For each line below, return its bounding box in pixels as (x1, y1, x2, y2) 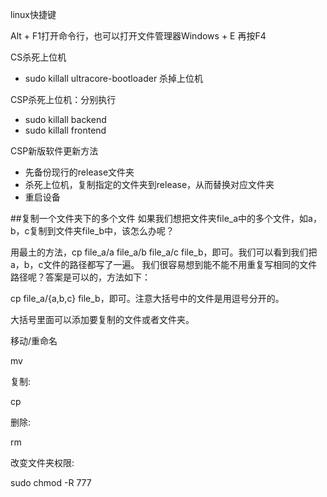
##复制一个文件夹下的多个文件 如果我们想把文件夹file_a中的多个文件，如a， (10, 213, 322, 224)
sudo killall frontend (24, 124, 107, 136)
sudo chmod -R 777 (10, 477, 92, 488)
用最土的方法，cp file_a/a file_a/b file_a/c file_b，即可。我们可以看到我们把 (10, 246, 318, 258)
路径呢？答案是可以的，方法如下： (10, 271, 151, 283)
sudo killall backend (24, 114, 107, 125)
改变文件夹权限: (10, 457, 75, 468)
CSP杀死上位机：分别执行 (10, 94, 117, 105)
